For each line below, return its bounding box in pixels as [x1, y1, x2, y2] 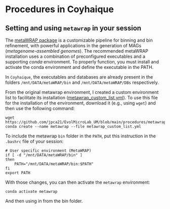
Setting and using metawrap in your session [5, 24, 142, 32]
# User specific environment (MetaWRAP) [5, 148, 92, 153]
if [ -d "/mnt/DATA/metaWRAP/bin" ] [5, 153, 82, 158]
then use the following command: [5, 106, 75, 111]
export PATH [5, 170, 30, 176]
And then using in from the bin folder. [5, 198, 83, 204]
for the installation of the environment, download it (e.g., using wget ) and [5, 100, 156, 106]
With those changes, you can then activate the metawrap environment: [5, 179, 150, 185]
